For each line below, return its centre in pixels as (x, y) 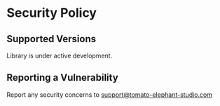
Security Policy (52, 13)
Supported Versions (51, 39)
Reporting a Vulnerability (62, 78)
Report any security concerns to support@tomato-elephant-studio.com (110, 94)
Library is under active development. (60, 55)
